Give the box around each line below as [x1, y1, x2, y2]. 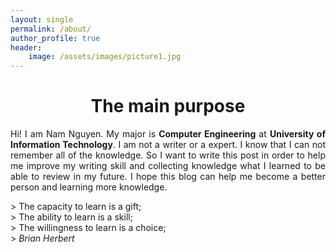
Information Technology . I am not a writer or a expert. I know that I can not [10, 139, 327, 151]
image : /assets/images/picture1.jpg [28, 52, 182, 62]
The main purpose [90, 95, 246, 118]
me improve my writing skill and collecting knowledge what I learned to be [10, 160, 326, 172]
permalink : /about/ [10, 24, 92, 34]
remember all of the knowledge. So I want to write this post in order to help [10, 149, 326, 161]
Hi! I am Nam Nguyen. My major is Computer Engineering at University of [10, 128, 326, 140]
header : [10, 42, 43, 53]
